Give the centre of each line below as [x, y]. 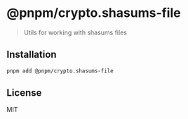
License [24, 93]
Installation [32, 55]
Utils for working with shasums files [75, 32]
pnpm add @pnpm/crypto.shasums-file [60, 71]
